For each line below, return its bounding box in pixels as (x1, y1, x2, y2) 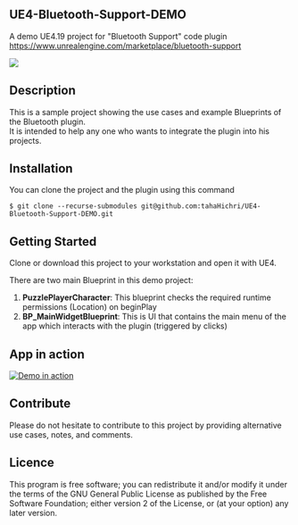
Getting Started (9, 234, 97, 249)
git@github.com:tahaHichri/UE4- (141, 202, 261, 211)
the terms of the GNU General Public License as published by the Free (9, 488, 268, 499)
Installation (9, 161, 73, 177)
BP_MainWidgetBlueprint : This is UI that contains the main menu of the (21, 312, 287, 322)
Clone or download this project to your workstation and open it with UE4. (9, 258, 277, 269)
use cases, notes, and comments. (9, 429, 134, 440)
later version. (9, 507, 58, 518)
